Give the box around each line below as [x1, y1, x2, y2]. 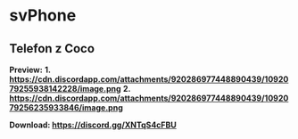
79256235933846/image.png [9, 102, 123, 112]
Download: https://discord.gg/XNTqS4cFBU [9, 119, 177, 130]
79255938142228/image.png [9, 84, 122, 94]
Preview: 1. [9, 64, 51, 75]
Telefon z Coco [9, 41, 95, 56]
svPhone [9, 5, 77, 26]
